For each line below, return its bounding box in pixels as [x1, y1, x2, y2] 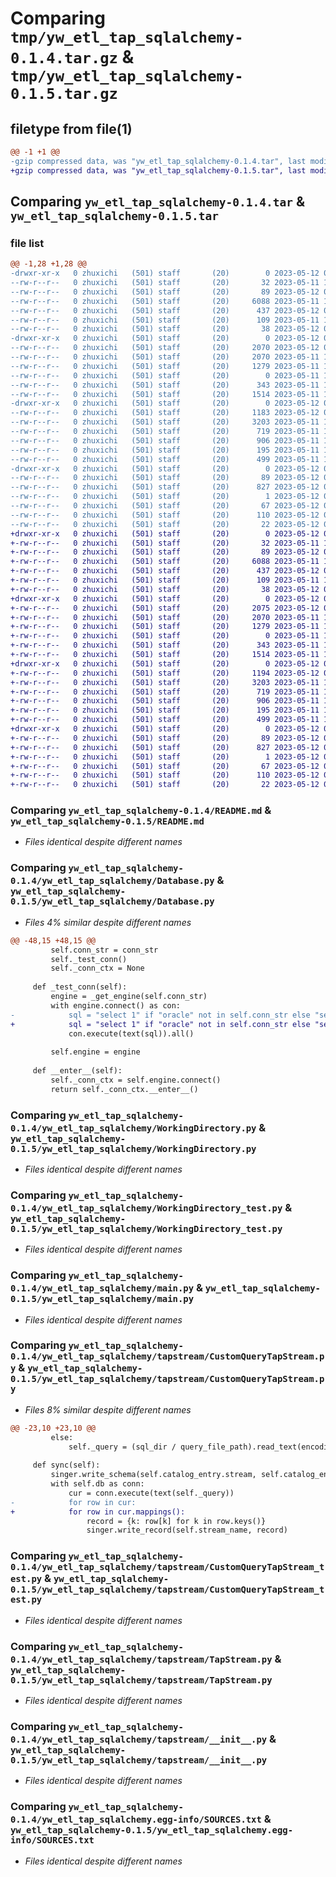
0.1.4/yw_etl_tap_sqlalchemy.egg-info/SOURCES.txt [10, 1814, 262, 1826]
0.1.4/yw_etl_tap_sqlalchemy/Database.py [10, 875, 215, 887]
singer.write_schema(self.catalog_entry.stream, [50, 1470, 257, 1480]
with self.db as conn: [50, 1479, 145, 1489]
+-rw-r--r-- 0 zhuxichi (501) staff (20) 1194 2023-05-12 [10, 668, 320, 678]
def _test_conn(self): [32, 982, 128, 992]
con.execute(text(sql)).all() [68, 1028, 195, 1039]
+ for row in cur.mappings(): [10, 1507, 186, 1517]
